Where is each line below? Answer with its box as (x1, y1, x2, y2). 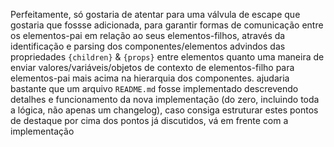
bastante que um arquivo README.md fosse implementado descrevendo (10, 83, 299, 94)
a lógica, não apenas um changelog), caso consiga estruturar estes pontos (10, 104, 319, 116)
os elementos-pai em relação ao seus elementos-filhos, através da (10, 30, 286, 41)
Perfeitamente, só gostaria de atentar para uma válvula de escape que (10, 9, 301, 20)
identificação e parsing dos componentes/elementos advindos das (10, 40, 286, 52)
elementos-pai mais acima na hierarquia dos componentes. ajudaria (10, 72, 290, 84)
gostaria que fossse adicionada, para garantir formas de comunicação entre (10, 19, 324, 31)
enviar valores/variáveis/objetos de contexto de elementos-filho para (10, 62, 295, 73)
